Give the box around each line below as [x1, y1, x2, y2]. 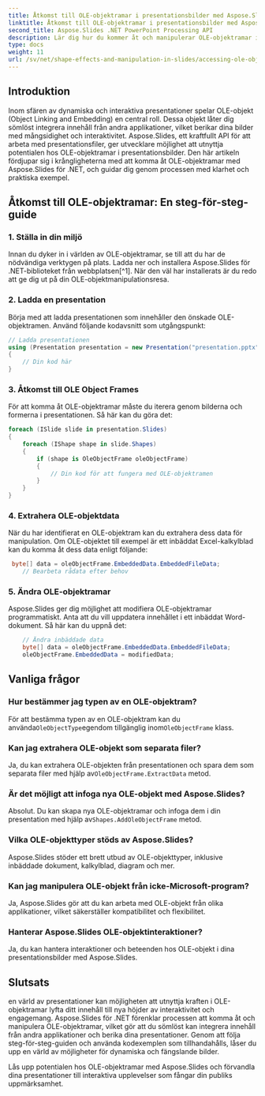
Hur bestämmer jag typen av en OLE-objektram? [8, 696, 197, 707]
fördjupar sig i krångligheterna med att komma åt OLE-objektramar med [8, 155, 241, 166]
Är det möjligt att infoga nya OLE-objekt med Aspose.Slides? [8, 788, 245, 799]
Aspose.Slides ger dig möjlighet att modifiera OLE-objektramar [8, 604, 212, 614]
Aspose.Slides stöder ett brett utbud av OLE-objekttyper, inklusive [8, 852, 223, 862]
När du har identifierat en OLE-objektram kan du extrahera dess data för [8, 528, 243, 537]
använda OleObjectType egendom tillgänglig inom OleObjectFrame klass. [8, 723, 234, 732]
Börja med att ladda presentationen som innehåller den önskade [8, 312, 217, 322]
